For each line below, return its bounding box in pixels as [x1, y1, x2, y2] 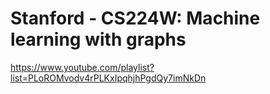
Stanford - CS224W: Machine [10, 7, 261, 30]
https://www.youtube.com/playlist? [10, 61, 155, 73]
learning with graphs [10, 28, 187, 51]
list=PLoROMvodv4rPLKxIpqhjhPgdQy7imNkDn [10, 72, 207, 84]
